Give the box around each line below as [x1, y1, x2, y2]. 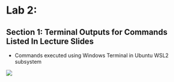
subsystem [14, 58, 42, 65]
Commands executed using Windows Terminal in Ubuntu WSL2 [14, 52, 169, 59]
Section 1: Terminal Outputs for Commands [6, 27, 168, 37]
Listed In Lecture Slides [6, 36, 94, 46]
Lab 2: [6, 4, 37, 17]
